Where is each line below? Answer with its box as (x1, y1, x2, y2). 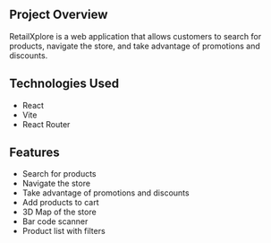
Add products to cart (21, 197, 100, 208)
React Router (21, 118, 71, 129)
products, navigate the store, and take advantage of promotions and (9, 40, 261, 51)
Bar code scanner (21, 216, 89, 227)
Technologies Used (9, 76, 119, 91)
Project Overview (9, 7, 108, 22)
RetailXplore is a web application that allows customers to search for (9, 30, 262, 41)
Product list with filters (21, 226, 106, 237)
